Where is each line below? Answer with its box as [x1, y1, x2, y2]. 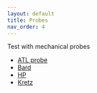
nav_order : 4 [7, 23, 45, 30]
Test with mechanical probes [7, 43, 91, 51]
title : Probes [7, 17, 49, 24]
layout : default [7, 10, 54, 17]
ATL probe [17, 56, 47, 64]
